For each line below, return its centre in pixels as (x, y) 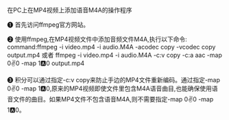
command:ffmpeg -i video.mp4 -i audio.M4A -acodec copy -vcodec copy (111, 47)
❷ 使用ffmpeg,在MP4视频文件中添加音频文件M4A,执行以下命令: (97, 39)
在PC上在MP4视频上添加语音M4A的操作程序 (70, 10)
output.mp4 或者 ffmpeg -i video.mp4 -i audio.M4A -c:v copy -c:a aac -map (115, 55)
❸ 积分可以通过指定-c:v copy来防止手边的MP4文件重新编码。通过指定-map (114, 80)
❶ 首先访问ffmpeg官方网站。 (48, 25)
